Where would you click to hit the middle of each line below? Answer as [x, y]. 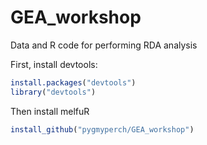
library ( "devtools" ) [53, 92]
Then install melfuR [50, 111]
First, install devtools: [54, 64]
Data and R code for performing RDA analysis [104, 45]
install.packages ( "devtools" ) [73, 82]
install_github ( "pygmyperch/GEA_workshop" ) [102, 129]
